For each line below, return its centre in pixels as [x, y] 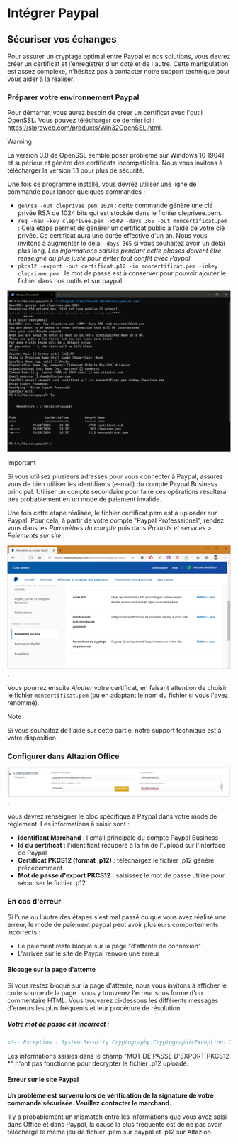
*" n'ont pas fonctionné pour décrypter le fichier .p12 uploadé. [98, 1063]
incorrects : [24, 932]
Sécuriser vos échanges [62, 39]
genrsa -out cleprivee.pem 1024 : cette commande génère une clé [115, 206]
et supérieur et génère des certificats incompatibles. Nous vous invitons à [115, 163]
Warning [19, 142]
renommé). [23, 703]
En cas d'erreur [34, 902]
